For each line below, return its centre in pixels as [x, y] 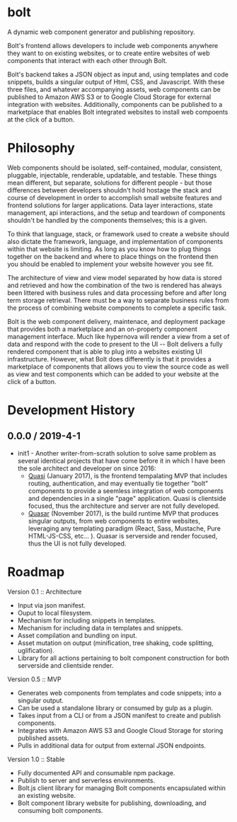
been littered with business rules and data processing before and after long [117, 293]
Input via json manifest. [52, 605]
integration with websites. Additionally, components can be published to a [115, 104]
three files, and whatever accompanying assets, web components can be [114, 89]
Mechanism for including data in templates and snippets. [100, 627]
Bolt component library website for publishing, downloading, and [112, 803]
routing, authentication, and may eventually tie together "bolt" [118, 483]
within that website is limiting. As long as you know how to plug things [109, 249]
